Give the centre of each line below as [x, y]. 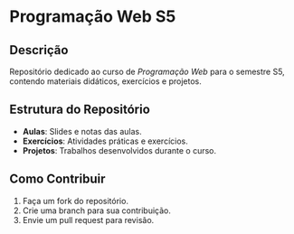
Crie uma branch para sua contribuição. [97, 211]
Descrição [39, 50]
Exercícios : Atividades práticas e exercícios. [105, 141]
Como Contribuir [57, 179]
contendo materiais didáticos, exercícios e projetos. [105, 81]
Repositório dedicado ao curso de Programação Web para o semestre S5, [147, 71]
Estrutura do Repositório [80, 110]
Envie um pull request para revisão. [88, 220]
